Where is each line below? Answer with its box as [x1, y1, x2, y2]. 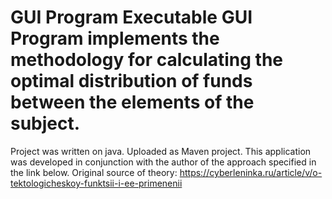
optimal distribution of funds [10, 70, 253, 93]
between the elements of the [10, 91, 255, 114]
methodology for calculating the [10, 49, 284, 71]
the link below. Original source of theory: [10, 166, 178, 178]
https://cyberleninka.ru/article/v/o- [179, 166, 323, 178]
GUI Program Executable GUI [10, 6, 253, 29]
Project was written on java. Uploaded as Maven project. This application [10, 145, 312, 157]
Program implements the [10, 27, 220, 50]
